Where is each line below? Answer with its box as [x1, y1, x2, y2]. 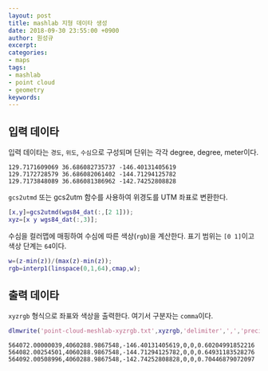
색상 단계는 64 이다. [8, 241, 67, 251]
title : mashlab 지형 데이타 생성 [8, 19, 108, 27]
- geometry [8, 85, 45, 94]
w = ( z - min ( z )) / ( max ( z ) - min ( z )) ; [8, 257, 112, 265]
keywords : [8, 93, 41, 101]
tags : [8, 64, 26, 72]
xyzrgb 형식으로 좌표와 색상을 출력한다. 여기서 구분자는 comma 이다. [8, 311, 214, 321]
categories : [8, 49, 48, 57]
